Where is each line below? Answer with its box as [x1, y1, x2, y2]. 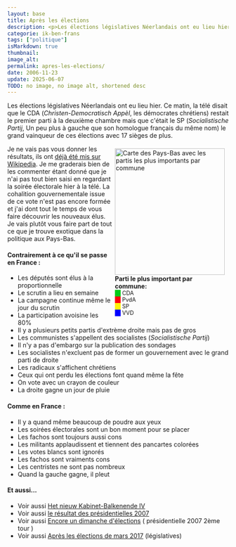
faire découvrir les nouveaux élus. [7, 212, 106, 221]
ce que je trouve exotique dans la [7, 227, 104, 236]
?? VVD [114, 309, 135, 317]
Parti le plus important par [114, 275, 193, 283]
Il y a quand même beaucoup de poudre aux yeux [17, 418, 162, 426]
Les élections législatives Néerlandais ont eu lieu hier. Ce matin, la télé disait [7, 101, 228, 110]
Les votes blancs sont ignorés [17, 447, 105, 456]
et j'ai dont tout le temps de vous [7, 205, 103, 213]
